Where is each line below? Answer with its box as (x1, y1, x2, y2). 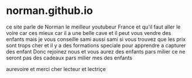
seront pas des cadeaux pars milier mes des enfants (6, 54, 133, 61)
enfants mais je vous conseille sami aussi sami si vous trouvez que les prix (6, 36, 186, 42)
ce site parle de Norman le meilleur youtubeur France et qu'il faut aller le (6, 23, 181, 30)
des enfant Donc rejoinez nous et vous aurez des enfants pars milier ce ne (6, 48, 186, 55)
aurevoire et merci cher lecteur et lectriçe (6, 65, 107, 72)
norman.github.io (6, 4, 94, 17)
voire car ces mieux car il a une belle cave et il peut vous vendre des (6, 29, 172, 36)
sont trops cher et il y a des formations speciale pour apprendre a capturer (6, 42, 186, 49)
